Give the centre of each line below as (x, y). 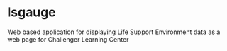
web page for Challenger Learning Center (68, 39)
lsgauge (32, 12)
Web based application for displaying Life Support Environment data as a (114, 32)
